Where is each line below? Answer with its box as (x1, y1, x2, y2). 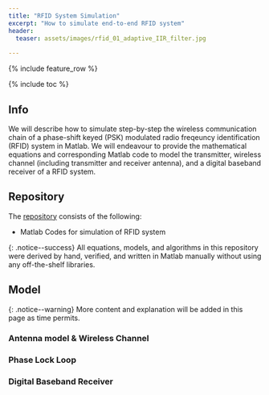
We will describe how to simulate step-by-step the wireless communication (8, 124, 257, 134)
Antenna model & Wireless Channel (8, 333, 150, 344)
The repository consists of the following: (8, 211, 142, 221)
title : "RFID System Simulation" (8, 11, 120, 20)
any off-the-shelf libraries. (8, 259, 96, 270)
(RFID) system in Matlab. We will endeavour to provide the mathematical (8, 141, 247, 150)
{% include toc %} (8, 80, 70, 89)
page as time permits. (8, 313, 80, 323)
